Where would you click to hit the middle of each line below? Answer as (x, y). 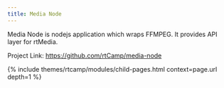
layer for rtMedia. (33, 42)
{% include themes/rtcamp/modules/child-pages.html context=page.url (112, 69)
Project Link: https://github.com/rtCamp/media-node (85, 55)
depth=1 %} (25, 77)
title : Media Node (34, 14)
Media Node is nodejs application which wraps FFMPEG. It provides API (113, 34)
